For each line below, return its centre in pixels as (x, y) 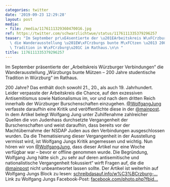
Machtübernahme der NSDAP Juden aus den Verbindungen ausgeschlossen (85, 130)
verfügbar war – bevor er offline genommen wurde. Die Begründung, (77, 152)
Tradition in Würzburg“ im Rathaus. (42, 78)
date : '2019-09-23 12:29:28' (36, 15)
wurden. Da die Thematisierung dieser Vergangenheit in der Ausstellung (80, 136)
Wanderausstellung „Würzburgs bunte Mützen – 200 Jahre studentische (80, 72)
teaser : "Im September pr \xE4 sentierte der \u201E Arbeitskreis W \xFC (80, 39)
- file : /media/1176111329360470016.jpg (49, 29)
